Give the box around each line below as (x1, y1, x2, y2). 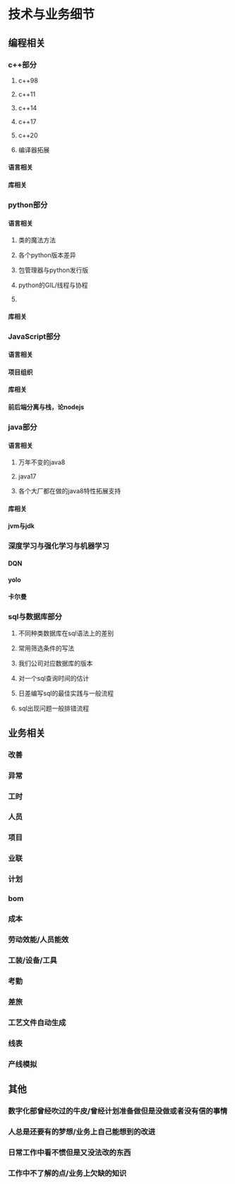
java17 (18, 472, 37, 481)
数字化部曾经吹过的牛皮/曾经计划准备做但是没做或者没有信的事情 (8, 1106, 228, 1115)
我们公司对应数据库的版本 (18, 659, 93, 668)
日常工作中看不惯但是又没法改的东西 (8, 1147, 131, 1157)
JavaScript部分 (8, 332, 61, 341)
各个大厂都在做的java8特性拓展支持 (18, 487, 121, 496)
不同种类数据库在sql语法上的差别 (18, 629, 114, 638)
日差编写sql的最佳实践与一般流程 (18, 689, 114, 698)
